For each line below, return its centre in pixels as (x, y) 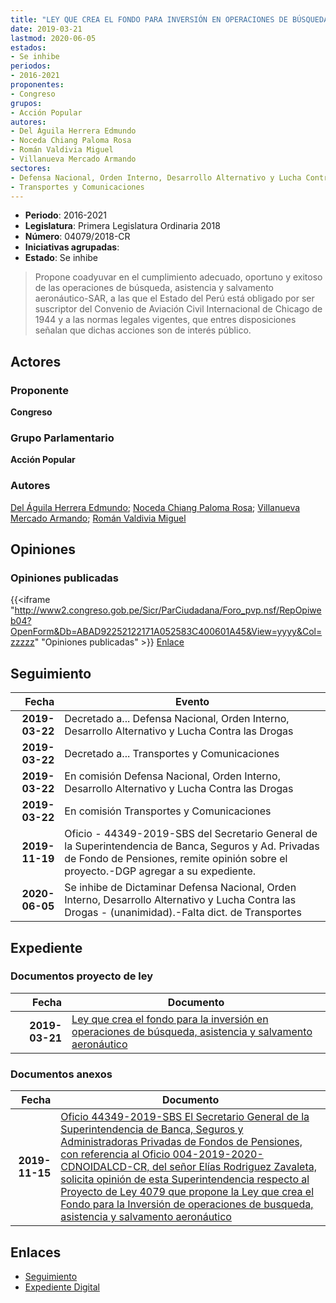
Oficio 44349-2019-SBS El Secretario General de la (185, 1117)
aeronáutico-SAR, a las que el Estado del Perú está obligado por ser (174, 298)
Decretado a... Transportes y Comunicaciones (172, 754)
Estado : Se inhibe (61, 258)
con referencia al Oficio (115, 1154)
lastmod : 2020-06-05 (53, 38)
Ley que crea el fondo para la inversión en (170, 1019)
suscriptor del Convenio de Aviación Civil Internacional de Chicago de (178, 309)
